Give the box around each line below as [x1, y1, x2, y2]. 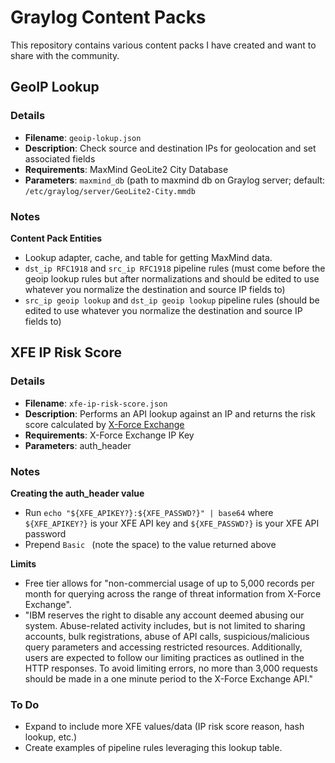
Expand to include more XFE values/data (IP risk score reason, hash [24, 721, 305, 733]
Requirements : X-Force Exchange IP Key [24, 429, 195, 441]
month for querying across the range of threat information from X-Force [24, 587, 322, 600]
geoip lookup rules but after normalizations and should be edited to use [24, 272, 320, 285]
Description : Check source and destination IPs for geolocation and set [24, 142, 317, 154]
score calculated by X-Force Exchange [24, 418, 185, 430]
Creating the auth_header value [10, 487, 145, 499]
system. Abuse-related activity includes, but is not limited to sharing [24, 619, 306, 631]
